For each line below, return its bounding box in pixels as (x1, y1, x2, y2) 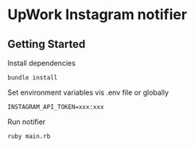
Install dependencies (7, 58, 76, 68)
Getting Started (7, 37, 86, 51)
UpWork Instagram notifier (7, 6, 188, 24)
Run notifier (7, 117, 46, 127)
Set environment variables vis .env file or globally (7, 88, 169, 97)
